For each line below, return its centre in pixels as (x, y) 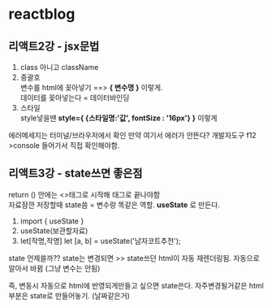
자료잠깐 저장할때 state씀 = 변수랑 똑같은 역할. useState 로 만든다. (114, 205)
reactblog (42, 14)
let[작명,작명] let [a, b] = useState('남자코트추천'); (100, 241)
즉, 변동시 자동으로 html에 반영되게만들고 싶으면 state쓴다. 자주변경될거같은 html (136, 285)
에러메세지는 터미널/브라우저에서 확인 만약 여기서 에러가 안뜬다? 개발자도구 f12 (133, 135)
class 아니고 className (59, 67)
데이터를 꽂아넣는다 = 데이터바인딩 (75, 98)
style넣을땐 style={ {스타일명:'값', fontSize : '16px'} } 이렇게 (119, 118)
